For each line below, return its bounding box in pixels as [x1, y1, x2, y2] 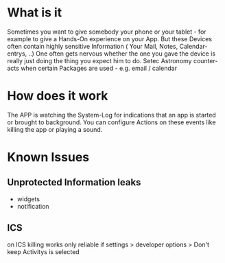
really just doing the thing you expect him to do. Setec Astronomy [7, 56, 192, 65]
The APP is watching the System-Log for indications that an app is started [7, 111, 216, 119]
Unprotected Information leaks [7, 176, 141, 188]
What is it [7, 5, 62, 21]
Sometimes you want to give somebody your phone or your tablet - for [7, 27, 207, 36]
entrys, [7, 49, 27, 58]
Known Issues [7, 150, 90, 165]
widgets [16, 194, 40, 203]
